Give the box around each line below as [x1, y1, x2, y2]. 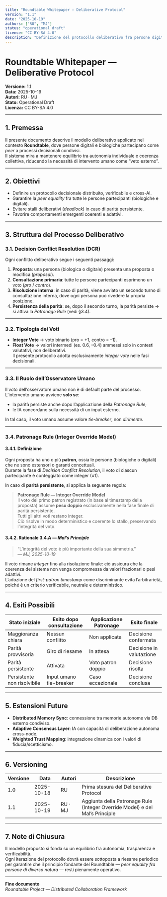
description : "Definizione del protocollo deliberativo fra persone [5, 35, 150, 40]
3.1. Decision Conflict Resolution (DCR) [5, 245, 101, 252]
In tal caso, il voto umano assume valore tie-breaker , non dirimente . [5, 416, 144, 422]
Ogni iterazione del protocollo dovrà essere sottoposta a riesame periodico [5, 856, 159, 862]
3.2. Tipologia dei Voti [5, 326, 60, 333]
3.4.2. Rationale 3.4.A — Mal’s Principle [5, 535, 89, 541]
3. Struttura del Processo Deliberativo [5, 230, 124, 239]
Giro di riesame [46, 647, 83, 654]
